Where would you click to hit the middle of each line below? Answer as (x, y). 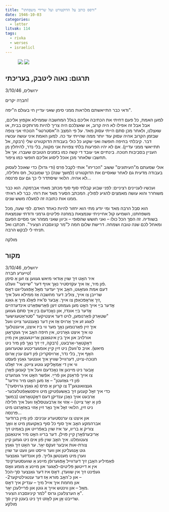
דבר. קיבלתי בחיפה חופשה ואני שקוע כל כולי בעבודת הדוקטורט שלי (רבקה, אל (78, 142)
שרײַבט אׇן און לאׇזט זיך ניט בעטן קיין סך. (42, 499)
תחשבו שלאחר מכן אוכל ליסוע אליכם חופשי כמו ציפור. (56, 158)
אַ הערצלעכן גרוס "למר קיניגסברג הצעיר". (44, 493)
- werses (19, 43)
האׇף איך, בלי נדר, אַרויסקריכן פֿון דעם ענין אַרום (49, 354)
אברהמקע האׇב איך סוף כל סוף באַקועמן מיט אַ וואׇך (53, 424)
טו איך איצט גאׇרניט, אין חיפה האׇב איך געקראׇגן (49, 332)
